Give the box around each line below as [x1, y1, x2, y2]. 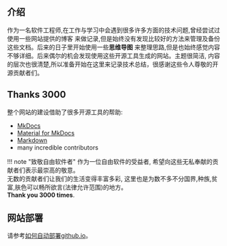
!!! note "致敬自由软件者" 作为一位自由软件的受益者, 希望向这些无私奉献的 [7, 157, 213, 165]
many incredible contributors [16, 143, 99, 152]
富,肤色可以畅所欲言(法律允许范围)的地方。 [7, 183, 128, 191]
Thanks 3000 [7, 89, 66, 100]
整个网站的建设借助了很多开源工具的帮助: [7, 108, 123, 116]
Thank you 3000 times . [7, 191, 75, 199]
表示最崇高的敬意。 [25, 166, 79, 174]
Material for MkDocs [16, 128, 75, 137]
